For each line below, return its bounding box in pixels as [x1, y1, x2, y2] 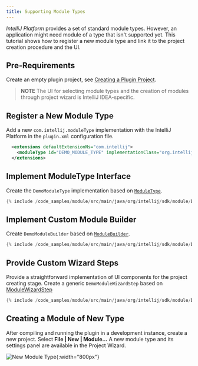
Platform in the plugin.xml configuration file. [6, 133, 114, 140]
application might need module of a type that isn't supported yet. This [6, 31, 176, 38]
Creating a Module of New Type [6, 314, 125, 324]
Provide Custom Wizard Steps [6, 258, 119, 268]
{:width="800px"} [56, 353, 100, 360]
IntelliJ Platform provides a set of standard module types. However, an [6, 25, 177, 32]
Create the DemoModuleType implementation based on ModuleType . [6, 187, 163, 194]
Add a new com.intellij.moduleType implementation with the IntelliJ [6, 127, 171, 134]
